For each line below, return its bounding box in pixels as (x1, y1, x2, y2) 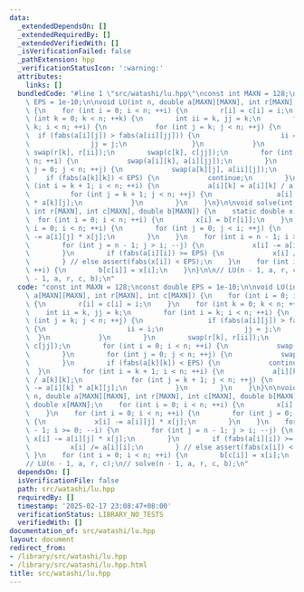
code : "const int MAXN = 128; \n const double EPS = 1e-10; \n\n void (17, 282, 273, 291)
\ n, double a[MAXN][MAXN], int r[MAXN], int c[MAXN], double (25, 392, 265, 401)
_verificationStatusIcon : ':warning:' (17, 64, 165, 73)
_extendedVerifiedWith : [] (17, 38, 119, 48)
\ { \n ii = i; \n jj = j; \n (25, 325, 281, 334)
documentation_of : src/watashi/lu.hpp (9, 527, 156, 536)
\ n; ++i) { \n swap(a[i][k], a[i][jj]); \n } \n (25, 156, 278, 166)
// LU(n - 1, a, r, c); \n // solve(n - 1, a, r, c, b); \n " (25, 459, 249, 469)
